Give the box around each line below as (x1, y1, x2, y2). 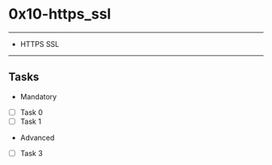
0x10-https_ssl (8, 5, 112, 23)
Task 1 (19, 116, 42, 126)
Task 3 (19, 148, 43, 158)
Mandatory (19, 91, 57, 101)
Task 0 (19, 107, 43, 117)
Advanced (19, 133, 55, 142)
